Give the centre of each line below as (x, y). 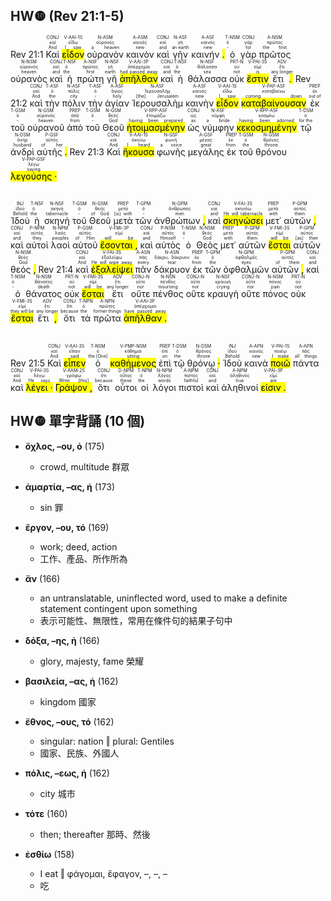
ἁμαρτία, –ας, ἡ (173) (69, 486)
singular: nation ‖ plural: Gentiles (107, 741)
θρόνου (271, 151)
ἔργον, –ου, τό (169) (67, 527)
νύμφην (218, 127)
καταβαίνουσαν (273, 103)
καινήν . (208, 54)
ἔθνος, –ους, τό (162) (69, 721)
